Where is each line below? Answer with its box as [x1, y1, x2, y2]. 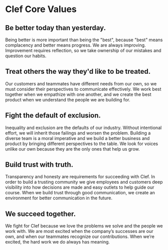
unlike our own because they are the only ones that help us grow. [5, 146, 140, 152]
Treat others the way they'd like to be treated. [5, 67, 151, 76]
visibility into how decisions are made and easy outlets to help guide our [5, 184, 154, 190]
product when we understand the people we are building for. [5, 96, 130, 102]
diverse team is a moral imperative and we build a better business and [5, 135, 150, 141]
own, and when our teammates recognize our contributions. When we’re [5, 233, 154, 239]
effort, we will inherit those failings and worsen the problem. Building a [5, 130, 151, 136]
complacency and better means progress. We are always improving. [5, 42, 146, 48]
